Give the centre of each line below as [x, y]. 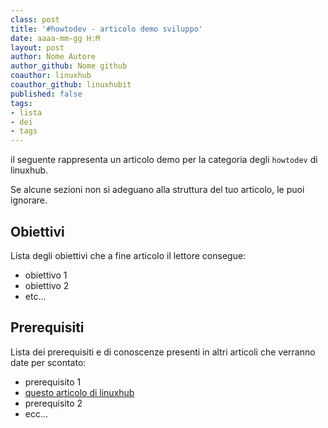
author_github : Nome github [69, 66]
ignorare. [29, 200]
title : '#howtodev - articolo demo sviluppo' [106, 29]
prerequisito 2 [53, 403]
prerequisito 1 [53, 382]
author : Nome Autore [53, 57]
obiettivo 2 [47, 285]
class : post [35, 19]
